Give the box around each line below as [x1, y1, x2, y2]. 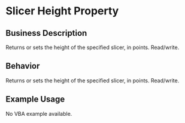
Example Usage [5, 94, 65, 104]
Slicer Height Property [5, 4, 119, 18]
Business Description [5, 28, 87, 38]
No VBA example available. [5, 110, 72, 117]
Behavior [5, 61, 40, 71]
